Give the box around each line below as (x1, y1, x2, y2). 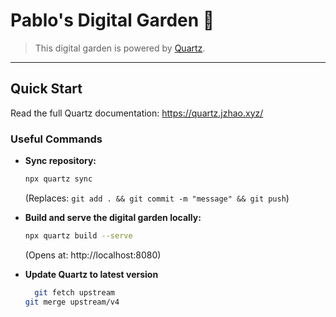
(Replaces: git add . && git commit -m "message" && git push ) (24, 192, 290, 204)
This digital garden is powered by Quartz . (34, 42, 206, 54)
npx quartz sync (24, 174, 93, 184)
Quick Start (10, 80, 83, 98)
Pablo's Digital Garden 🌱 (10, 9, 215, 32)
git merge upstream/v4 (24, 297, 120, 307)
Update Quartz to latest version (24, 268, 159, 280)
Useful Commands (10, 132, 103, 146)
